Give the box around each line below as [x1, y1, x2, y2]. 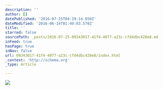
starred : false [5, 30, 37, 35]
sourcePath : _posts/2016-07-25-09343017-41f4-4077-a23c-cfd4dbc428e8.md [5, 35, 159, 40]
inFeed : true [5, 39, 32, 44]
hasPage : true [5, 44, 35, 49]
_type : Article [5, 62, 37, 67]
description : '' [5, 7, 39, 12]
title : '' [5, 26, 26, 30]
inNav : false [5, 48, 32, 53]
